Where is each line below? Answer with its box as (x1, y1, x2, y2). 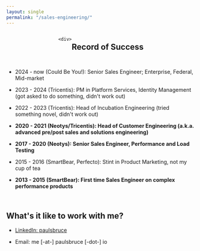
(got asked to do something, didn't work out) (14, 92, 126, 100)
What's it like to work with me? (6, 211, 124, 221)
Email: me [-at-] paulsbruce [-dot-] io (14, 238, 108, 246)
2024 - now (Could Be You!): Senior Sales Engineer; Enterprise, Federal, (14, 68, 193, 76)
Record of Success (71, 41, 144, 52)
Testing (14, 147, 35, 154)
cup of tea (14, 165, 41, 172)
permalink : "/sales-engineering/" (6, 14, 93, 20)
